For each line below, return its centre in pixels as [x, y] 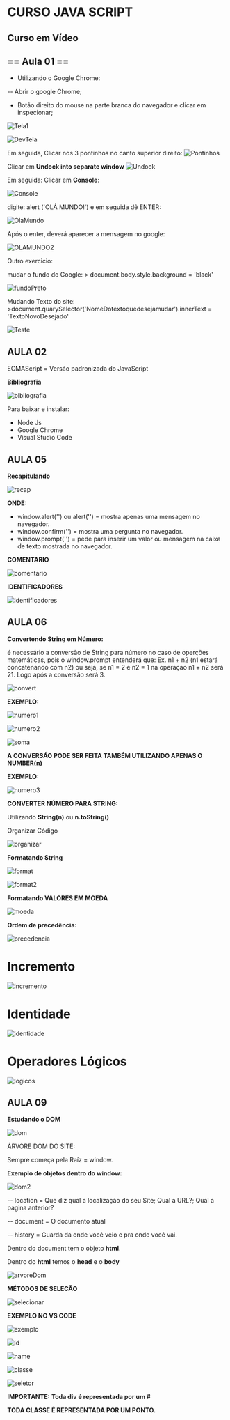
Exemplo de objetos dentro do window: [65, 1173]
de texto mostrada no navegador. [65, 546]
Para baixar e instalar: [38, 409]
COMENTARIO [28, 560]
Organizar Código [33, 831]
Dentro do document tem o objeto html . [64, 1249]
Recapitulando [29, 476]
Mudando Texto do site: [41, 302]
